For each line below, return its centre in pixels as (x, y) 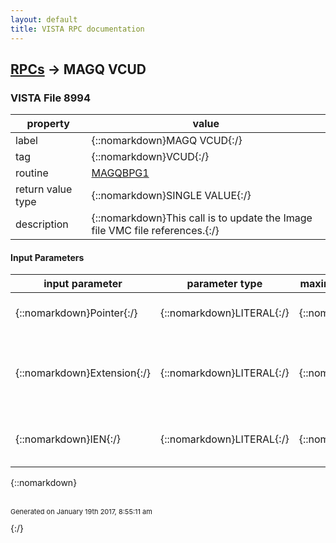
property (48, 124)
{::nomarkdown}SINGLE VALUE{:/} (171, 196)
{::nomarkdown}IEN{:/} (68, 439)
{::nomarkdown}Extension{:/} (83, 373)
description (42, 224)
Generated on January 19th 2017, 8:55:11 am (81, 512)
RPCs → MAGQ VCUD (78, 69)
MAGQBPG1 (120, 173)
